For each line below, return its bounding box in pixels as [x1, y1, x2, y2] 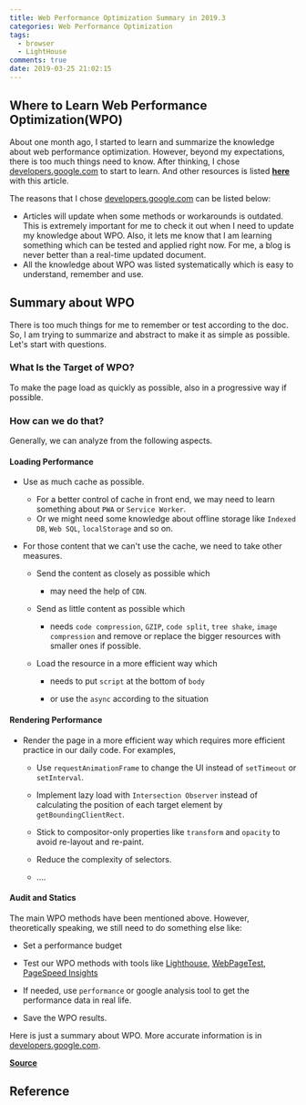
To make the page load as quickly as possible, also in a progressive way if [9, 382, 287, 393]
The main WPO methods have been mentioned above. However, [9, 913, 250, 924]
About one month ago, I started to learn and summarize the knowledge [9, 136, 275, 147]
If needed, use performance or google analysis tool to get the [22, 985, 250, 996]
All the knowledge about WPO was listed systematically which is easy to [22, 259, 294, 270]
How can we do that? [9, 414, 105, 427]
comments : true [9, 56, 67, 65]
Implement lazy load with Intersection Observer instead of [36, 790, 258, 800]
